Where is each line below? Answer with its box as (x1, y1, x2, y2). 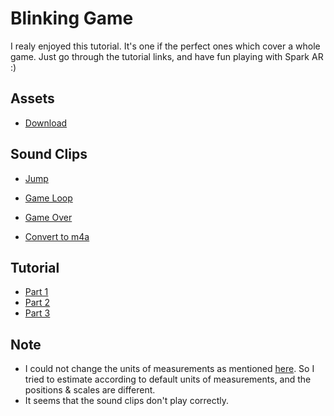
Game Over (24, 211, 73, 223)
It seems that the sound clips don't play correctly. (24, 395, 230, 407)
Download (24, 117, 68, 129)
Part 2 (24, 297, 51, 309)
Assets (10, 90, 55, 107)
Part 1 (24, 286, 49, 298)
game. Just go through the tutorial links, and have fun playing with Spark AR (10, 50, 324, 62)
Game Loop (24, 192, 73, 204)
